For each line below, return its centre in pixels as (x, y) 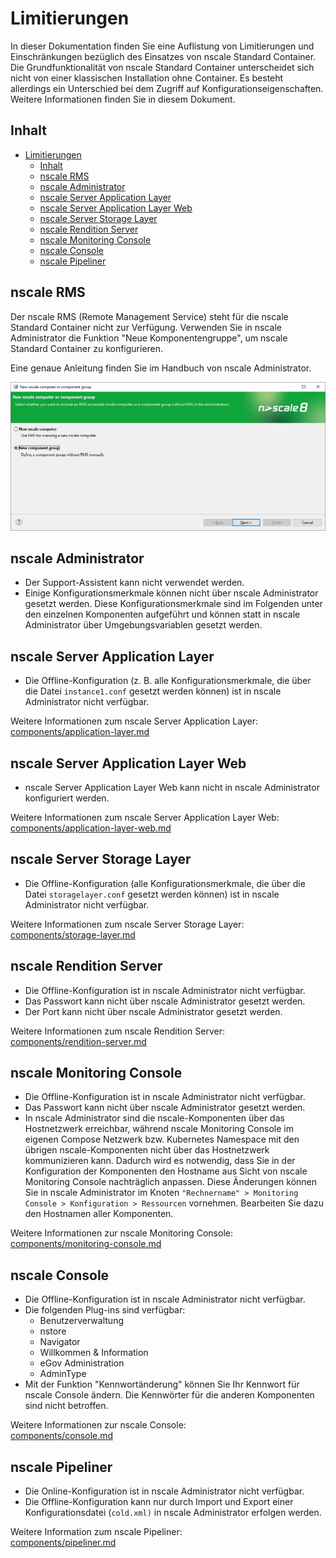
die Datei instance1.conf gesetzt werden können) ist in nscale (153, 691)
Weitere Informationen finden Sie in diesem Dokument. (123, 99)
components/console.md (62, 1436)
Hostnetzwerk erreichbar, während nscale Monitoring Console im (159, 1129)
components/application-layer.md (80, 732)
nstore (53, 1331)
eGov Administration (82, 1363)
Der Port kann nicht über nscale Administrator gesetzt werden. (153, 1011)
